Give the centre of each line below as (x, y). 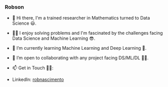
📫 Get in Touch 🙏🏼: (33, 68)
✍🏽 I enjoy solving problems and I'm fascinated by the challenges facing (87, 33)
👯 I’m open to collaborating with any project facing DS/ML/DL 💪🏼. (80, 58)
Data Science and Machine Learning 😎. (54, 38)
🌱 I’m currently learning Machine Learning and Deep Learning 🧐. (79, 48)
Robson (14, 7)
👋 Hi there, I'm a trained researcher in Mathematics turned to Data (81, 18)
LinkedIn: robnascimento (38, 79)
